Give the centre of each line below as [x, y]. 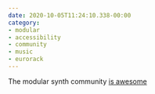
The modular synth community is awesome [77, 81]
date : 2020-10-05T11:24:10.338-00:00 [70, 15]
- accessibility [34, 37]
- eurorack [26, 60]
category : [24, 23]
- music [21, 52]
